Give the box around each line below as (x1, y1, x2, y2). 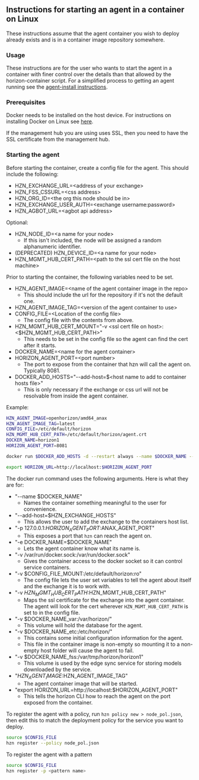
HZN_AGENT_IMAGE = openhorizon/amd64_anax (6, 415, 108, 421)
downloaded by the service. (23, 666, 92, 673)
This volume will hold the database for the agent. (23, 622, 143, 629)
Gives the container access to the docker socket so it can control (23, 557, 182, 564)
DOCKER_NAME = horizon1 (6, 437, 60, 443)
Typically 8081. (23, 367, 61, 374)
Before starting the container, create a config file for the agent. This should (6, 164, 189, 171)
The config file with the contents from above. (23, 316, 134, 323)
